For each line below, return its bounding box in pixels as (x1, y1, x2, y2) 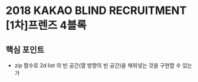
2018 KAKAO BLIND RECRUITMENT (5, 4, 187, 18)
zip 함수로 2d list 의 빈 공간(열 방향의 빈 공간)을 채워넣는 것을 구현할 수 (14, 62, 181, 69)
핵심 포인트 (5, 44, 45, 55)
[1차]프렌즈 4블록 (5, 19, 87, 32)
